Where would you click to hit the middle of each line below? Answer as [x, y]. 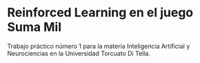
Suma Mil [34, 27]
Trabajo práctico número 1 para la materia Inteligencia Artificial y [99, 46]
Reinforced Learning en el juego [100, 13]
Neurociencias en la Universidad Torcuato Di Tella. [79, 53]
